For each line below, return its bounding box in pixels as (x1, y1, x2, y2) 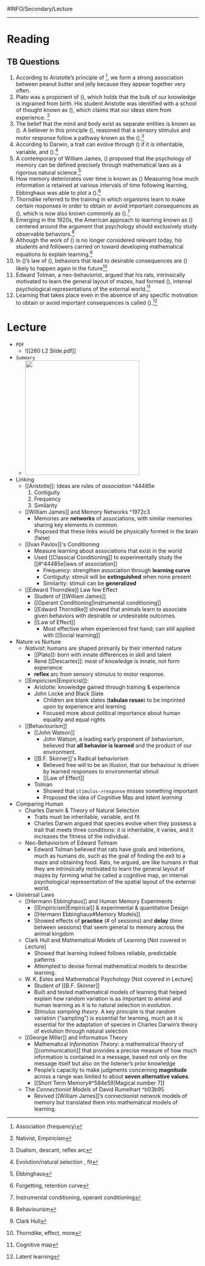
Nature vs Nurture (15, 638, 61, 645)
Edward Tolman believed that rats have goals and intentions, (33, 845, 185, 853)
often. (15, 87, 31, 94)
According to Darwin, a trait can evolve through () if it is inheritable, (15, 140, 184, 148)
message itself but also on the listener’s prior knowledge (33, 1060, 176, 1067)
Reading (7, 32, 50, 46)
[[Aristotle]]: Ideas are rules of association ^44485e (24, 482, 155, 489)
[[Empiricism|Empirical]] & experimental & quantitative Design (33, 904, 189, 911)
